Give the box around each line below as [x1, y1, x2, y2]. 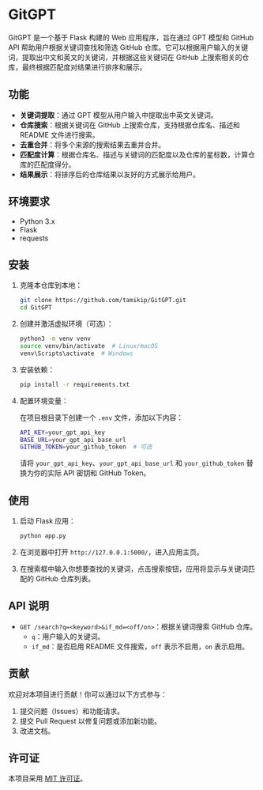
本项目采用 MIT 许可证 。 [8, 773, 88, 784]
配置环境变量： [19, 395, 69, 405]
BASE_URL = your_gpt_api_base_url [19, 436, 126, 444]
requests [19, 233, 49, 243]
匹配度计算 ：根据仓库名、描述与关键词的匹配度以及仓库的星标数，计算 [19, 149, 249, 159]
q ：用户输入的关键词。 [31, 631, 105, 641]
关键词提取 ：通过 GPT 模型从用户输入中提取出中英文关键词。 [19, 110, 219, 119]
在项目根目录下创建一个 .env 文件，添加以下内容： [19, 413, 184, 422]
